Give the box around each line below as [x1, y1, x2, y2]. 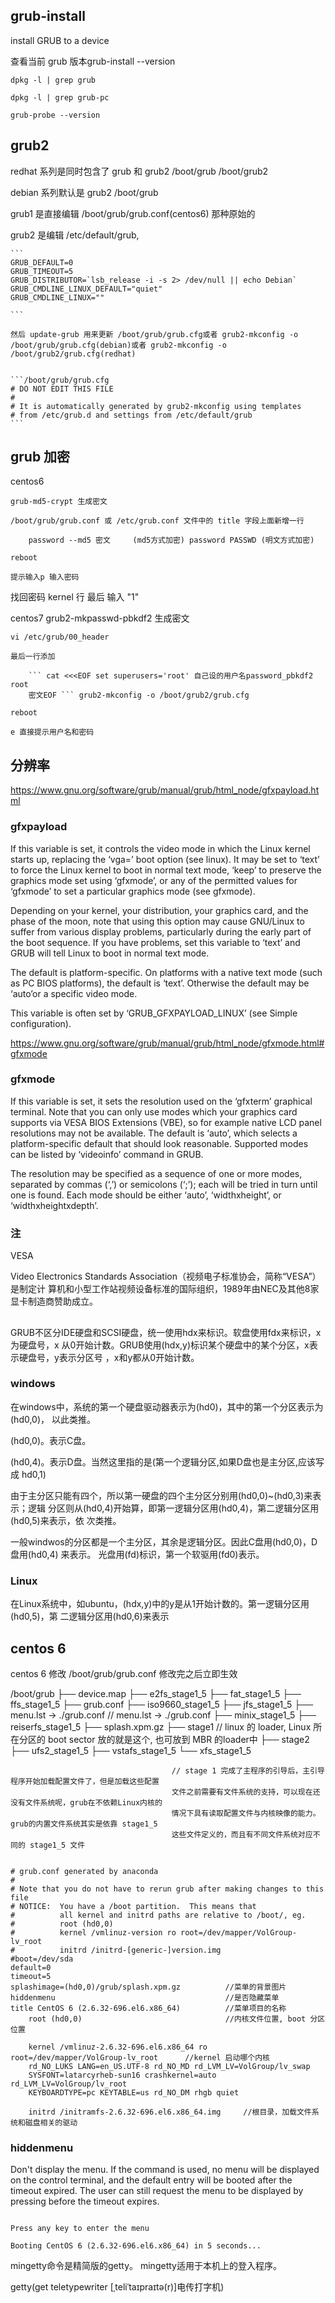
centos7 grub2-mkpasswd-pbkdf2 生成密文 [10, 612, 190, 624]
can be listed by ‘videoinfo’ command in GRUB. [10, 1148, 204, 1160]
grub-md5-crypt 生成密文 [10, 497, 108, 507]
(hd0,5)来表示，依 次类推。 [10, 1514, 122, 1526]
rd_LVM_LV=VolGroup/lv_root [10, 2079, 128, 2089]
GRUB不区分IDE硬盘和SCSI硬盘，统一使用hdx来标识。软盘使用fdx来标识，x [10, 1326, 322, 1338]
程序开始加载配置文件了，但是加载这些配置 [10, 1776, 160, 1786]
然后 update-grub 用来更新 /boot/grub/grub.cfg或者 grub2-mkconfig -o [10, 329, 299, 339]
